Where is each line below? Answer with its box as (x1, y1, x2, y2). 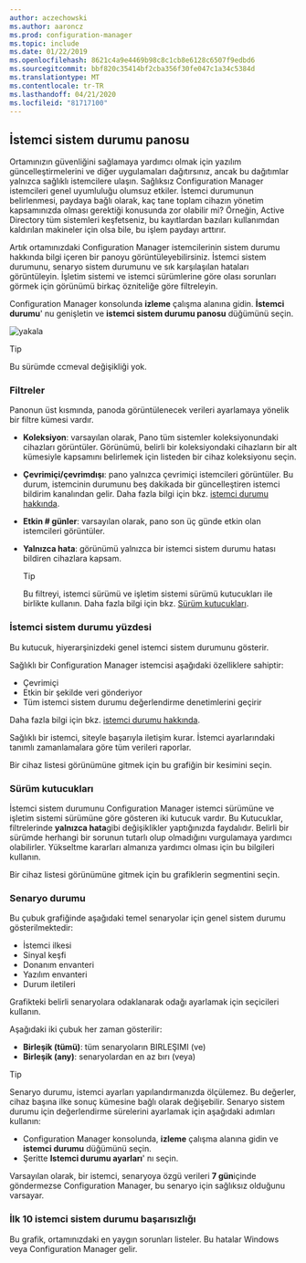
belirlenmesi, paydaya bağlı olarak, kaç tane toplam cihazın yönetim (9, 195, 264, 206)
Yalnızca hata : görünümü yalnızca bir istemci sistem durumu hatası (22, 543, 276, 554)
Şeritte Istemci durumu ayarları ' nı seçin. (22, 1152, 179, 1164)
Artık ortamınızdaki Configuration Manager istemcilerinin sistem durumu (9, 242, 280, 253)
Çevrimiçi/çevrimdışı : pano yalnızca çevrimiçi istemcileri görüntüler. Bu (22, 469, 294, 480)
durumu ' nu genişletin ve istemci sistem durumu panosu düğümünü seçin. (9, 308, 294, 320)
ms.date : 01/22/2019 (9, 47, 89, 57)
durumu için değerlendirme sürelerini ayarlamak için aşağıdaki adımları (9, 1106, 276, 1117)
